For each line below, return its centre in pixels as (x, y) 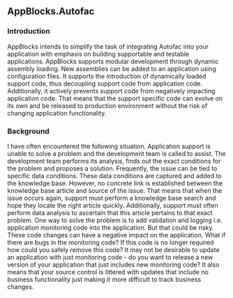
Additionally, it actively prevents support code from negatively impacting (111, 91)
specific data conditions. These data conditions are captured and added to (114, 175)
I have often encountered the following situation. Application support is (109, 146)
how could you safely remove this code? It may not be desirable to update (113, 249)
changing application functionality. (57, 113)
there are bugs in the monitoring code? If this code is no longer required (111, 242)
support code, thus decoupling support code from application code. (105, 84)
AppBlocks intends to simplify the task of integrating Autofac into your (108, 46)
